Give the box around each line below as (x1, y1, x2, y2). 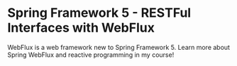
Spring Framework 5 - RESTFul (7, 5, 192, 21)
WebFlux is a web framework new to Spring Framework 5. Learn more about (7, 43, 231, 51)
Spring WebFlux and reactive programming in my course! (7, 51, 175, 59)
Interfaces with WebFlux (7, 20, 155, 36)
